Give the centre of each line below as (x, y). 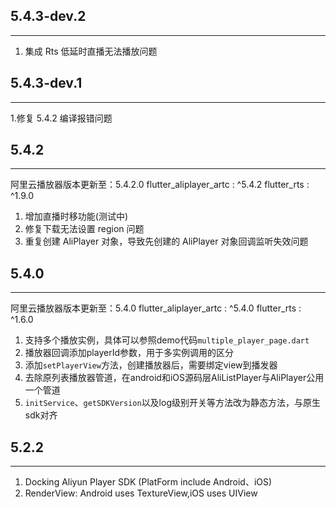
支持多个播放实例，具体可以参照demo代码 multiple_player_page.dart (167, 340)
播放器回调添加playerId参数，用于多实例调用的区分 (129, 353)
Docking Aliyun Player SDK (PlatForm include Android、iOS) (148, 482)
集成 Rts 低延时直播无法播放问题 (91, 51)
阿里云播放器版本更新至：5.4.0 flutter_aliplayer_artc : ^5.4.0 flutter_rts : (156, 308)
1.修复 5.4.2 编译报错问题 (61, 118)
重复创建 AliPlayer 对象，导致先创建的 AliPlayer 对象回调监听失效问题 (166, 241)
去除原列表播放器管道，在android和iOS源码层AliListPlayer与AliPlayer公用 (174, 378)
